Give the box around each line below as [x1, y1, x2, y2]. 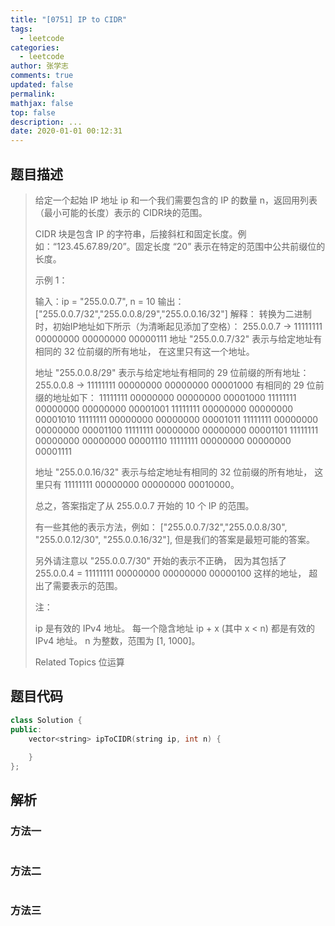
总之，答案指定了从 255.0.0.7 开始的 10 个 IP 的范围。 [34, 499, 255, 511]
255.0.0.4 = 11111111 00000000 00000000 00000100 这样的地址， [34, 567, 307, 579]
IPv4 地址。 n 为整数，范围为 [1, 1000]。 [34, 634, 201, 646]
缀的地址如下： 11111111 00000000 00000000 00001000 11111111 [34, 391, 297, 403]
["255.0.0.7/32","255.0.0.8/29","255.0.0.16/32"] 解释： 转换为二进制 [34, 307, 312, 320]
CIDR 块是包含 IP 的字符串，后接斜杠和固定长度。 [34, 227, 238, 240]
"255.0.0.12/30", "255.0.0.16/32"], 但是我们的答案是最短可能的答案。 [34, 533, 315, 545]
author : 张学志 [10, 61, 69, 71]
